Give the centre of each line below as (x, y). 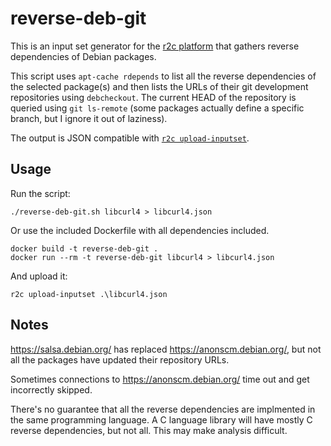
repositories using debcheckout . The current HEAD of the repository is (153, 97)
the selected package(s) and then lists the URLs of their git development (159, 86)
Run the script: (40, 193)
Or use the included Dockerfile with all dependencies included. (140, 230)
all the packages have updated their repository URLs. (120, 359)
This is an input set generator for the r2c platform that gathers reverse (155, 46)
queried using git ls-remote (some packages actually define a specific (157, 108)
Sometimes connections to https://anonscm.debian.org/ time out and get (160, 379)
